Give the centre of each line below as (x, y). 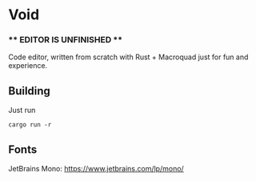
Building (29, 91)
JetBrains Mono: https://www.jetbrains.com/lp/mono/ (96, 169)
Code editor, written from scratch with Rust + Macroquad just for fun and (128, 57)
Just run (22, 111)
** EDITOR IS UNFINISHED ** (65, 40)
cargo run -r (30, 125)
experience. (28, 66)
